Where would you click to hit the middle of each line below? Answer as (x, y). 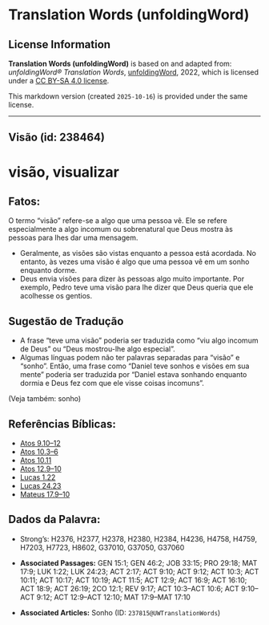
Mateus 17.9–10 (45, 494)
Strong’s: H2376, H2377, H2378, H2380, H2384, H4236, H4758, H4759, (139, 538)
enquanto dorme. (48, 270)
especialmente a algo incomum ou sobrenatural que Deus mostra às (121, 229)
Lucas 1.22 (38, 477)
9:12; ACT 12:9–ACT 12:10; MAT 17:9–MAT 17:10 (113, 597)
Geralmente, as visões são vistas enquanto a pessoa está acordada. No (138, 254)
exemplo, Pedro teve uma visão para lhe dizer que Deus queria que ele (137, 287)
